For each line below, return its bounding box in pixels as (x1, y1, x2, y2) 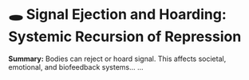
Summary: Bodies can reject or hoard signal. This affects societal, (8, 54, 227, 63)
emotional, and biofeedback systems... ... (8, 62, 144, 71)
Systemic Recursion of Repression (8, 28, 242, 46)
